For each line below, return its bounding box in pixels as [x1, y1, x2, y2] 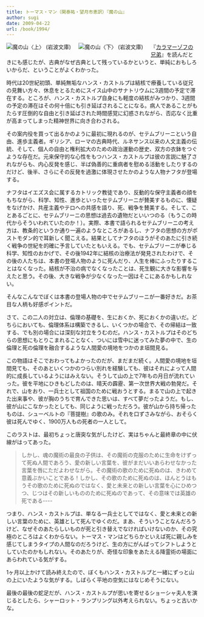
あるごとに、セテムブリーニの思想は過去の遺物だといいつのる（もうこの [11, 211, 192, 219]
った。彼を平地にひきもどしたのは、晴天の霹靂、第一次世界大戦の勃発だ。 [6, 380, 192, 387]
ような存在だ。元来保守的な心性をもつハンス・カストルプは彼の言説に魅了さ [6, 153, 197, 160]
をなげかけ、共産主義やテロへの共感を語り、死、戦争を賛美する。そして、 [6, 204, 192, 211]
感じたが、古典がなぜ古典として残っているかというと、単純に [22, 58, 176, 66]
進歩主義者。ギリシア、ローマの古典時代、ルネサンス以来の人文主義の [16, 138, 192, 145]
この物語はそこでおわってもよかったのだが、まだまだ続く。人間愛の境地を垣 [6, 357, 197, 364]
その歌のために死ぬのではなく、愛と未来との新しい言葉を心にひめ [26, 482, 192, 489]
